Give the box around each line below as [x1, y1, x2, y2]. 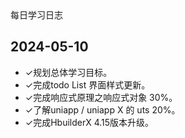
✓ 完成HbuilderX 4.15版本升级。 [24, 116, 155, 128]
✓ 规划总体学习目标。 [24, 66, 113, 78]
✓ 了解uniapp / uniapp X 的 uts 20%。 [24, 103, 181, 116]
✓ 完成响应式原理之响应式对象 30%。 [24, 91, 178, 103]
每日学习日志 [10, 9, 63, 21]
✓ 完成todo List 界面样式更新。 [24, 78, 151, 91]
